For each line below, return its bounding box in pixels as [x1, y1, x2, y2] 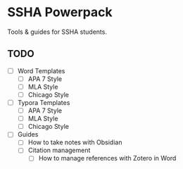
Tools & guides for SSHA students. [7, 27, 108, 36]
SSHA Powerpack [7, 4, 113, 20]
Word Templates [17, 66, 65, 75]
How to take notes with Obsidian [27, 138, 122, 146]
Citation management [27, 146, 91, 155]
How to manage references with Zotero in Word [38, 154, 177, 163]
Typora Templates [17, 99, 70, 106]
